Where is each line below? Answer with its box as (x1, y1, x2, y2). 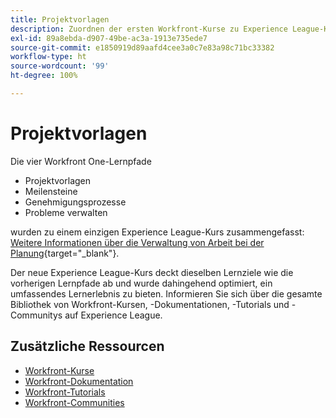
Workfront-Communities (24, 396, 125, 408)
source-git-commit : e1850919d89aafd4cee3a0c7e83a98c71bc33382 (10, 42, 275, 53)
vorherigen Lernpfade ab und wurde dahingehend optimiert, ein (10, 277, 273, 289)
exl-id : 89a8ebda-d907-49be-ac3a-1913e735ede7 (10, 33, 208, 43)
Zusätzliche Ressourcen (10, 338, 165, 355)
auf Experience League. (64, 309, 163, 321)
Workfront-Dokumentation (24, 375, 134, 387)
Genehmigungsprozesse (24, 196, 127, 208)
